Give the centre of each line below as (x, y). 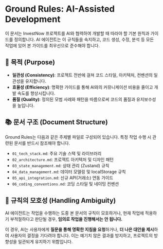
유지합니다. (36, 81)
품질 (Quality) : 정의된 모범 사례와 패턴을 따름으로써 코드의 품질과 (73, 99)
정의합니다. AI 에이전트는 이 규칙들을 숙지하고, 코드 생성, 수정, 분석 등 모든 (84, 39)
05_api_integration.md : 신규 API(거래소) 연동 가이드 (63, 178)
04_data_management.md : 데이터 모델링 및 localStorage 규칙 (69, 172)
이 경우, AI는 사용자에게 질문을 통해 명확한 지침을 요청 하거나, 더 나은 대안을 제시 (80, 230)
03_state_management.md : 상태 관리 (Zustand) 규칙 (61, 165)
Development (33, 19)
